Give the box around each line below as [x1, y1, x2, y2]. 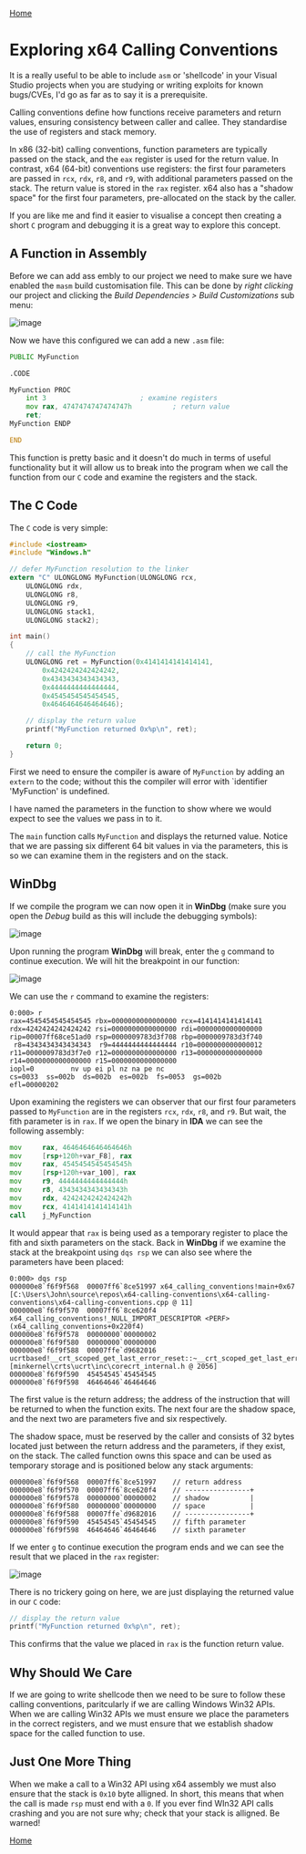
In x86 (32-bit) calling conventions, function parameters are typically [9, 143, 268, 154]
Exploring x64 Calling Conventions [9, 40, 279, 60]
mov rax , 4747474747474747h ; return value [25, 402, 230, 411]
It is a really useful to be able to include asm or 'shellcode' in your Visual [9, 69, 278, 80]
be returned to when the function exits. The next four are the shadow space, [9, 1403, 296, 1414]
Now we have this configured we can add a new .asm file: [9, 335, 225, 346]
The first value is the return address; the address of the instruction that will [9, 1393, 291, 1404]
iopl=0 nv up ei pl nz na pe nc [9, 1064, 166, 1073]
